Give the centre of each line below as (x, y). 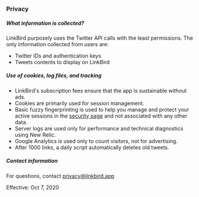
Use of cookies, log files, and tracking (54, 75)
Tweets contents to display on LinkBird (62, 62)
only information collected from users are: (57, 44)
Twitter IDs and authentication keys (58, 56)
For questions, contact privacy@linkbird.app (60, 176)
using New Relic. (35, 135)
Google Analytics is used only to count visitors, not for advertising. (96, 141)
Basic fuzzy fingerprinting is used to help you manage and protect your (102, 109)
